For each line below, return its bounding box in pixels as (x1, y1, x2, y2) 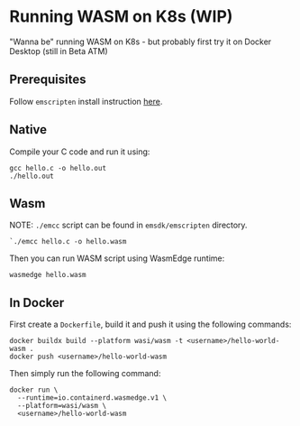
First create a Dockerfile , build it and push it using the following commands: (9, 319, 292, 330)
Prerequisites (9, 72, 86, 88)
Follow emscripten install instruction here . (9, 96, 163, 106)
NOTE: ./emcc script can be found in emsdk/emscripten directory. (9, 219, 248, 231)
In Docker (9, 295, 65, 310)
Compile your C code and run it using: (9, 146, 150, 157)
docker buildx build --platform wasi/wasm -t (9, 337, 183, 346)
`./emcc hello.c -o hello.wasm (9, 237, 127, 246)
